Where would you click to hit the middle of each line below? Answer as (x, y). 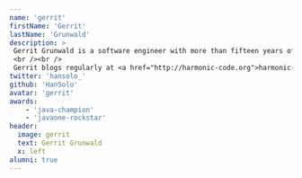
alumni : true (34, 160)
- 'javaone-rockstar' (66, 118)
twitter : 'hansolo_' (48, 76)
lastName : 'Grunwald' (50, 34)
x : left (32, 151)
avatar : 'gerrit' (42, 93)
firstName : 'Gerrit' (48, 26)
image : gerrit (44, 135)
